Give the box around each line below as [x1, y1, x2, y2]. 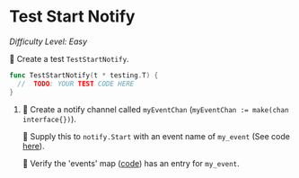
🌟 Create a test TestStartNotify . [9, 53, 129, 64]
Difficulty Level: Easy [9, 36, 88, 47]
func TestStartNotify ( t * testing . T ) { [9, 70, 159, 80]
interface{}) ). [22, 113, 76, 124]
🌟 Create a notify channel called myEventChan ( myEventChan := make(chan [22, 103, 289, 114]
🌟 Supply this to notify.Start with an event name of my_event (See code [22, 130, 290, 141]
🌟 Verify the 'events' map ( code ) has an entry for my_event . [22, 157, 240, 168]
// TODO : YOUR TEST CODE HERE [17, 79, 135, 88]
